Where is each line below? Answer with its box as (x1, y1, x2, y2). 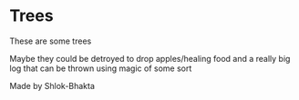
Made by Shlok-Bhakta (9, 80, 96, 91)
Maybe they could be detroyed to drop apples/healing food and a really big (9, 53, 291, 64)
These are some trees (9, 35, 92, 46)
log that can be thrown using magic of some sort (9, 63, 192, 74)
